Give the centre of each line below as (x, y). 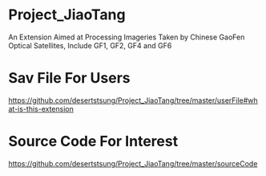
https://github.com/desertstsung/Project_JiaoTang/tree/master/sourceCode (133, 163)
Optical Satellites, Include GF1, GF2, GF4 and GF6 (90, 45)
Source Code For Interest (93, 141)
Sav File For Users (69, 78)
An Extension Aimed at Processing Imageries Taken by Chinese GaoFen (127, 37)
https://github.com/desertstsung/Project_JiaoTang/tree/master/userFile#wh (133, 100)
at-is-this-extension (41, 108)
